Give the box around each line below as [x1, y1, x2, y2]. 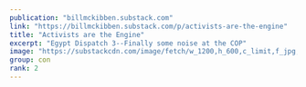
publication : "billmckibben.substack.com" [9, 13, 174, 23]
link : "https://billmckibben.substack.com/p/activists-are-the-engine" [9, 22, 288, 31]
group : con [9, 55, 51, 64]
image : [9, 47, 35, 56]
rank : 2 [9, 64, 39, 73]
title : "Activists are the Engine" [9, 30, 145, 39]
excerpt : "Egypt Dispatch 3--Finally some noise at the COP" [9, 38, 248, 48]
